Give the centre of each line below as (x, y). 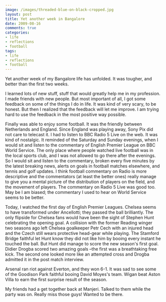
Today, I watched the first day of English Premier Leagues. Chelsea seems (81, 207)
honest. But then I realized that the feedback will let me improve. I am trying (82, 110)
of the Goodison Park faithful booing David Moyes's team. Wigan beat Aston (83, 274)
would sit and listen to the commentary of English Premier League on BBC (80, 145)
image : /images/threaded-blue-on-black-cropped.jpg (59, 10)
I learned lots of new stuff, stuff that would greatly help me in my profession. (83, 94)
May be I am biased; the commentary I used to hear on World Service (76, 192)
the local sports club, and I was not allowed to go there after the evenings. (81, 155)
